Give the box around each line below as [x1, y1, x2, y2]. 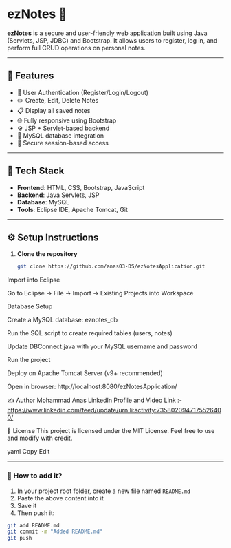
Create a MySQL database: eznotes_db [7, 316, 118, 324]
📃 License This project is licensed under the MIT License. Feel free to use [7, 427, 215, 435]
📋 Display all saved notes [16, 106, 91, 114]
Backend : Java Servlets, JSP [16, 191, 100, 199]
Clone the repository [16, 250, 78, 258]
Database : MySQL [16, 198, 70, 206]
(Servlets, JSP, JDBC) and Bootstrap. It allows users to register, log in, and [7, 36, 218, 44]
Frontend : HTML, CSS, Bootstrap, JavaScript [16, 183, 145, 191]
